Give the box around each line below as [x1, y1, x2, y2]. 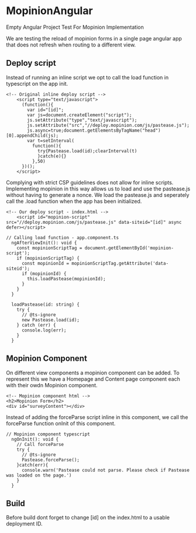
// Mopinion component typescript [6, 431, 91, 437]
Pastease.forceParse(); [21, 457, 80, 462]
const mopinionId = [21, 260, 69, 266]
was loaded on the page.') [6, 472, 72, 478]
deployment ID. [6, 520, 43, 527]
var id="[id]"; [27, 107, 64, 113]
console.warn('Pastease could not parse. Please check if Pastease [21, 467, 190, 473]
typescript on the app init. [6, 80, 68, 87]
